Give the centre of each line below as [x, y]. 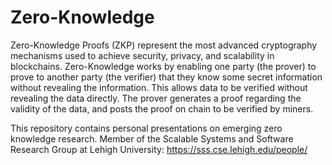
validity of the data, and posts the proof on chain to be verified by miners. [162, 108]
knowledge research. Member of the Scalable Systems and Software [152, 138]
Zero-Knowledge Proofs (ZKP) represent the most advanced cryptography [164, 45]
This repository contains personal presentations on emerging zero [146, 128]
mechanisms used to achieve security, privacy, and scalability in [142, 55]
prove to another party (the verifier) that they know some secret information [166, 77]
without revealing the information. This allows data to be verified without [159, 87]
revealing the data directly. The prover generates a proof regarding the [156, 98]
